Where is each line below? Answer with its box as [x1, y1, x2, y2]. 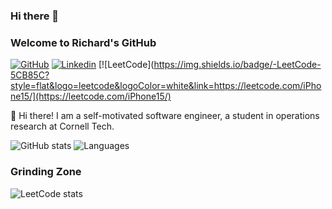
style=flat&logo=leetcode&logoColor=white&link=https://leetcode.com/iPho [10, 80, 322, 92]
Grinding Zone [10, 165, 82, 179]
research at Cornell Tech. [10, 120, 115, 133]
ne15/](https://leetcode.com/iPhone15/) [10, 90, 172, 103]
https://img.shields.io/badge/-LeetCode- [153, 59, 322, 71]
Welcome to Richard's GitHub [10, 35, 157, 49]
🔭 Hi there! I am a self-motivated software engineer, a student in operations [10, 110, 320, 122]
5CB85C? [10, 69, 50, 81]
